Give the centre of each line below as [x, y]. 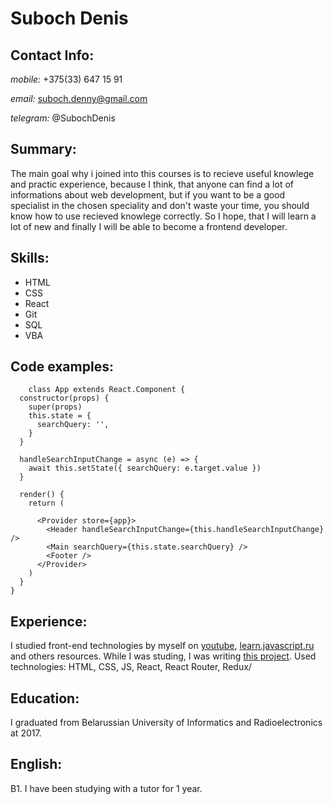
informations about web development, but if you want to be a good [148, 194]
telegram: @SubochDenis [63, 118]
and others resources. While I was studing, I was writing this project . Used [163, 656]
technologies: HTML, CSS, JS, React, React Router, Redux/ [131, 667]
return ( [46, 503]
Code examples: [62, 367]
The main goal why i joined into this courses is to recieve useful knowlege [162, 173]
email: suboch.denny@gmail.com [79, 98]
